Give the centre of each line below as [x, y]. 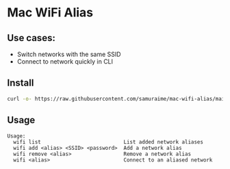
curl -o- [20, 99]
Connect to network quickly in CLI [65, 62]
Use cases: [31, 38]
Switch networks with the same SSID [69, 54]
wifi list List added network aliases [108, 142]
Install [21, 83]
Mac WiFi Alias [50, 13]
